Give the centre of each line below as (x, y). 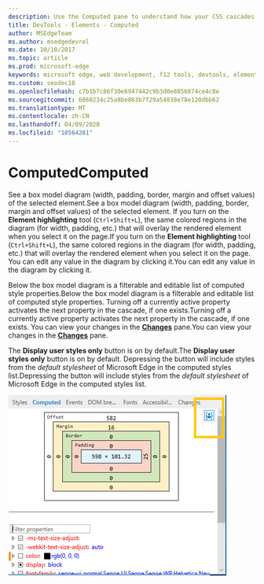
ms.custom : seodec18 (42, 83)
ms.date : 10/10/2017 (42, 50)
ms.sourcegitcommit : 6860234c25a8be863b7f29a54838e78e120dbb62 (114, 100)
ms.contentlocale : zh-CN (49, 116)
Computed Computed (79, 173)
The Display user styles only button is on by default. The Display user (122, 350)
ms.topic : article (38, 58)
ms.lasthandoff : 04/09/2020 (54, 125)
